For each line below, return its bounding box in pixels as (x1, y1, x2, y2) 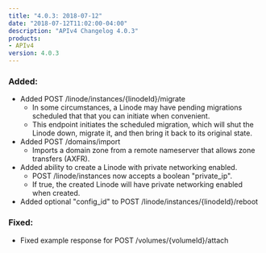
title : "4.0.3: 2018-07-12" (8, 11, 103, 20)
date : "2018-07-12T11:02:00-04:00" (8, 19, 128, 27)
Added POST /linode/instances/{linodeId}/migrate (19, 94, 185, 104)
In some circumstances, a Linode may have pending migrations (31, 102, 243, 113)
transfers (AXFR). (31, 154, 90, 164)
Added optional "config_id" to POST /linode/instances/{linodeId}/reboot (19, 197, 259, 206)
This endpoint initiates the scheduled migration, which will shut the (31, 120, 254, 130)
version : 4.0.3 (8, 49, 60, 57)
